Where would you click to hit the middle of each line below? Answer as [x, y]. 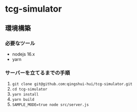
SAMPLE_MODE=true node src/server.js [50, 105]
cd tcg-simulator [30, 89]
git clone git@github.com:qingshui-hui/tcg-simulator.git [72, 84]
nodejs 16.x [23, 54]
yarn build [23, 100]
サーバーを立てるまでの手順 [38, 73]
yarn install [25, 94]
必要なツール [20, 43]
